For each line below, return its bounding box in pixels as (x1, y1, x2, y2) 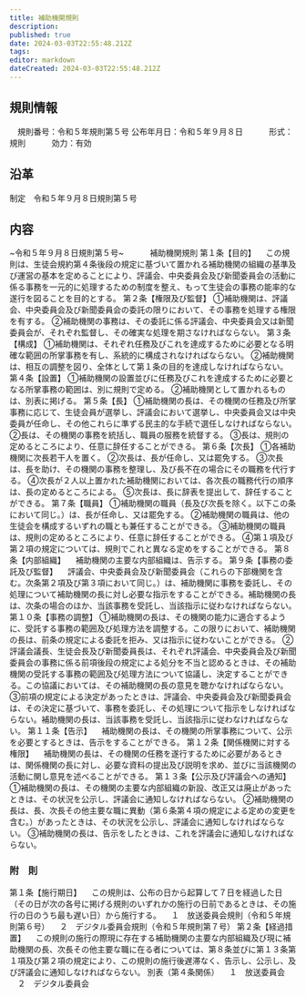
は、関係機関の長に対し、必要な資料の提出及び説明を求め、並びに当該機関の (9, 759, 297, 770)
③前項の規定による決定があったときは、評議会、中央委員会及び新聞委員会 (9, 691, 292, 702)
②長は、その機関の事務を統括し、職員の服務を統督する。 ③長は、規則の (9, 430, 290, 441)
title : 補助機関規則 (9, 13, 79, 23)
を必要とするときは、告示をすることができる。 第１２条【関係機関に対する (9, 737, 291, 748)
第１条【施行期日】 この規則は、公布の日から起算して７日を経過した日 (9, 887, 283, 898)
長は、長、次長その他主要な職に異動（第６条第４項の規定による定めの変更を (9, 805, 297, 816)
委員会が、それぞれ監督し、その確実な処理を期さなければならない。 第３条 (9, 327, 291, 338)
